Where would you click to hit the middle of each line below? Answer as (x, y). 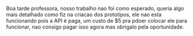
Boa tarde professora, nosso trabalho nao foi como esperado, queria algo (95, 8)
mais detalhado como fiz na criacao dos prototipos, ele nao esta (84, 15)
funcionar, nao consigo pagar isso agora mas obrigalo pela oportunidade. (95, 27)
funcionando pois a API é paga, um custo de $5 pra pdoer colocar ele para (96, 21)
